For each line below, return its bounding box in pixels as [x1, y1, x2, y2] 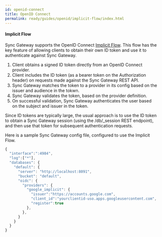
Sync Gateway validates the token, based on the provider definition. [12, 93, 147, 99]
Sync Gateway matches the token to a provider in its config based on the [12, 82, 157, 88]
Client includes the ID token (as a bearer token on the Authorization [12, 72, 147, 78]
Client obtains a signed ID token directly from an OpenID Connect [12, 62, 143, 68]
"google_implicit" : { [26, 187, 70, 192]
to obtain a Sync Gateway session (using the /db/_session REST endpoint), [5, 118, 154, 123]
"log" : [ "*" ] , [9, 156, 36, 161]
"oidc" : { [17, 178, 38, 183]
